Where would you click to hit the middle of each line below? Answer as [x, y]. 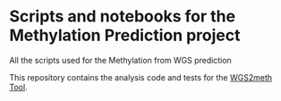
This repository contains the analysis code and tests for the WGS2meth [141, 77]
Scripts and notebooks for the [122, 17]
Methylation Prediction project [125, 35]
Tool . [19, 87]
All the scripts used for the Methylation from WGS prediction [121, 60]
